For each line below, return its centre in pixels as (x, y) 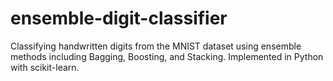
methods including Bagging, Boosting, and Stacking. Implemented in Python (167, 56)
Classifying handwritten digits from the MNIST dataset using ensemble (156, 46)
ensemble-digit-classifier (119, 18)
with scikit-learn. (45, 67)
